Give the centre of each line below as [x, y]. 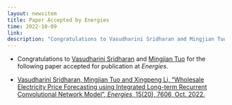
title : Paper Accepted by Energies [58, 20]
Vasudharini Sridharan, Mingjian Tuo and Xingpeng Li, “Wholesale [110, 79]
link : [15, 33]
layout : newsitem [32, 13]
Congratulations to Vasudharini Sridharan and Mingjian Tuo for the [111, 59]
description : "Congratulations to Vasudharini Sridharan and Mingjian [111, 39]
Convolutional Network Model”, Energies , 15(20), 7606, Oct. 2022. [111, 95]
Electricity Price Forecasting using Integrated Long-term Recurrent [112, 87]
